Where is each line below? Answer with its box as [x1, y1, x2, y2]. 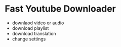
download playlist [12, 25, 49, 31]
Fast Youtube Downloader [5, 3, 116, 15]
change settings [12, 36, 46, 42]
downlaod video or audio [12, 20, 64, 26]
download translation [12, 30, 56, 36]
